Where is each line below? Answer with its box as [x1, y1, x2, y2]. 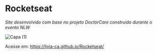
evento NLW [5, 24, 30, 30]
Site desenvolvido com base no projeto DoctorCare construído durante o [5, 19, 153, 25]
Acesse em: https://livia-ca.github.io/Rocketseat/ [5, 43, 104, 49]
